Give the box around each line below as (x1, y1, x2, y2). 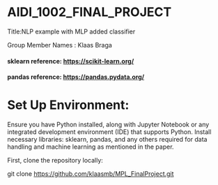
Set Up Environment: (7, 97, 130, 113)
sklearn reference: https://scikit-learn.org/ (7, 57, 134, 65)
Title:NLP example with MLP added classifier (7, 27, 136, 36)
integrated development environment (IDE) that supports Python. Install (7, 128, 212, 136)
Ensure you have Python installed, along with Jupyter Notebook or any (7, 120, 210, 129)
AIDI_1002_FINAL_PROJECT (7, 4, 172, 20)
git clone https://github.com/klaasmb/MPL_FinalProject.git (7, 170, 174, 178)
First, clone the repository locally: (7, 156, 103, 165)
